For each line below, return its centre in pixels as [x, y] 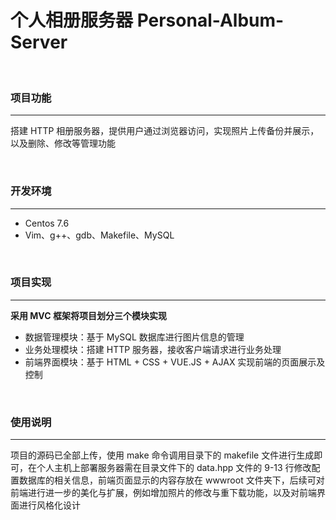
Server [39, 42]
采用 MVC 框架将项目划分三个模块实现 [88, 315]
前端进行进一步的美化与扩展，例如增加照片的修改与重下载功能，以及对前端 [163, 493]
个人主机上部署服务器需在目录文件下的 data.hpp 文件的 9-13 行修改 [174, 468]
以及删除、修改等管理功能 [63, 143]
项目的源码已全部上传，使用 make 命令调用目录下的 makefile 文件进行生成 [162, 455]
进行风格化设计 [49, 505]
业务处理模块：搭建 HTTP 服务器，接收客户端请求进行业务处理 [153, 349]
